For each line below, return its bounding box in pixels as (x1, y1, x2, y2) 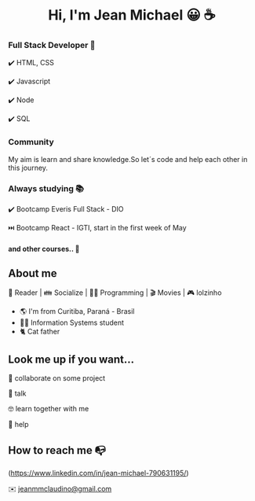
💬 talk (8, 389, 27, 398)
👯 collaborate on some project (8, 374, 106, 383)
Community (8, 137, 54, 148)
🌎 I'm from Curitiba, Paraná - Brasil (19, 307, 135, 316)
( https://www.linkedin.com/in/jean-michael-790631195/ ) (8, 469, 190, 478)
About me (8, 267, 57, 280)
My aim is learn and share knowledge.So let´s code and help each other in (8, 154, 248, 164)
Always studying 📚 (8, 182, 85, 193)
